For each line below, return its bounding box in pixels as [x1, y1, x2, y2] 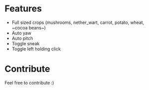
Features [4, 3, 42, 14]
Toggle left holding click [11, 46, 61, 52]
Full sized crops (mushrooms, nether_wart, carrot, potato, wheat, [11, 19, 145, 25]
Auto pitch [11, 35, 33, 41]
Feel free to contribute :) [4, 80, 54, 86]
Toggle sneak [11, 40, 40, 46]
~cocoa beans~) [11, 24, 46, 30]
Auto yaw [11, 30, 32, 36]
